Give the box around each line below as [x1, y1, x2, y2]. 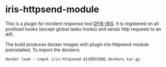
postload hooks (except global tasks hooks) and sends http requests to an [5, 26, 161, 32]
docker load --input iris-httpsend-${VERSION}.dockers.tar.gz [5, 56, 140, 62]
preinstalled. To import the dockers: [5, 47, 80, 53]
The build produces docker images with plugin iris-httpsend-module [5, 41, 149, 47]
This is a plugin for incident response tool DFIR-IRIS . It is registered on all [5, 20, 159, 27]
